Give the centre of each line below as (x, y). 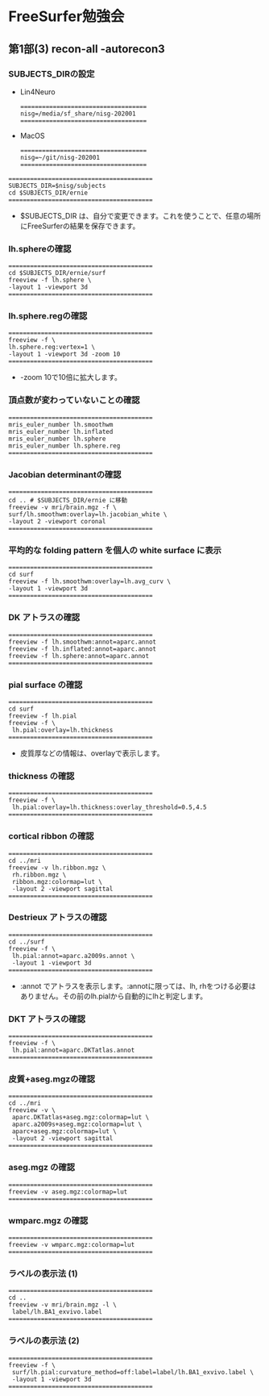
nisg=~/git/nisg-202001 (60, 157)
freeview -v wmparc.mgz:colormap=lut (72, 1245)
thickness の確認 (41, 776)
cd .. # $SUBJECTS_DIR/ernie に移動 (68, 501)
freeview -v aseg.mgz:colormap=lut (68, 1192)
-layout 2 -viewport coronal (57, 522)
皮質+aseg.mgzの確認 (52, 1079)
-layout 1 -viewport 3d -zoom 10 (64, 354)
